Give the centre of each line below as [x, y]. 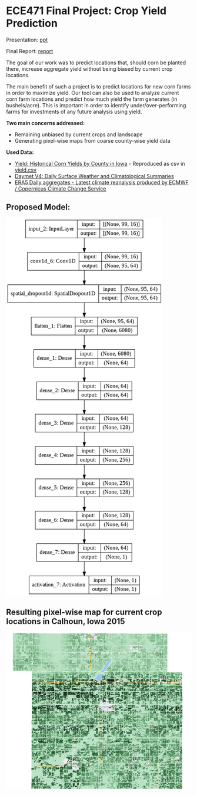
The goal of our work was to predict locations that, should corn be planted [96, 63]
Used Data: [20, 152]
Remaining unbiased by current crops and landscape [79, 134]
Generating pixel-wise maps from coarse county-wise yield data [92, 140]
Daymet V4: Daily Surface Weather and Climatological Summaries [94, 176]
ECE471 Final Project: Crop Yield [86, 11]
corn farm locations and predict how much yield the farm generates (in [92, 99]
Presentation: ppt [27, 40]
